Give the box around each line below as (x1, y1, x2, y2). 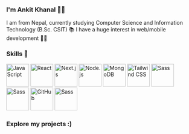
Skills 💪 (6, 49, 28, 58)
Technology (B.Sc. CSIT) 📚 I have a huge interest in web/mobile (6, 26, 166, 33)
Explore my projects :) (6, 120, 72, 128)
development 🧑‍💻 (6, 34, 48, 42)
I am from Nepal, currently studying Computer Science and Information (6, 19, 183, 27)
